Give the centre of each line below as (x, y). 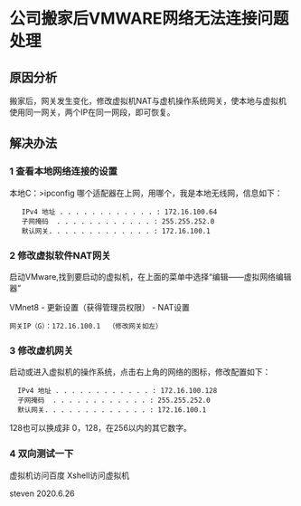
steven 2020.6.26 (42, 493)
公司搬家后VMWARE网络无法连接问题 (149, 19)
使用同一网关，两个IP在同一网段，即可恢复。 (92, 112)
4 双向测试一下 (42, 453)
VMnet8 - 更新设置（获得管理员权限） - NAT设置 (99, 307)
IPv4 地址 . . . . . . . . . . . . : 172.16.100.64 (119, 212)
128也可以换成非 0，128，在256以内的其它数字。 (101, 428)
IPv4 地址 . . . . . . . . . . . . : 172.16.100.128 (118, 391)
